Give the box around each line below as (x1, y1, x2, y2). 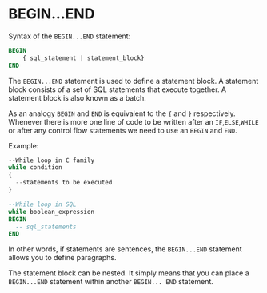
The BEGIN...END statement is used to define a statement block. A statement (8, 76, 259, 85)
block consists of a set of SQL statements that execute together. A (8, 85, 227, 94)
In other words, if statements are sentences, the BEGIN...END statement (8, 244, 242, 254)
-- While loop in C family (8, 156, 94, 164)
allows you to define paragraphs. (8, 253, 117, 263)
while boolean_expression (8, 208, 94, 216)
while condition (8, 164, 62, 172)
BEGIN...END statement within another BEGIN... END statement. (8, 277, 214, 287)
